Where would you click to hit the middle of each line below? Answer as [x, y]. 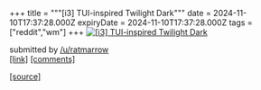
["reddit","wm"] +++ [47, 32]
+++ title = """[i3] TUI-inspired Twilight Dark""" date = [111, 13]
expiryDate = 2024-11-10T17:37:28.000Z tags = [165, 22]
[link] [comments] [42, 59]
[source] [25, 76]
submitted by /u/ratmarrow [59, 49]
